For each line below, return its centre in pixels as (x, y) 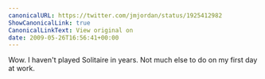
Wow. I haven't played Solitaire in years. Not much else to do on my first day (133, 60)
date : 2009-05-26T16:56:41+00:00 (64, 38)
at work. (22, 69)
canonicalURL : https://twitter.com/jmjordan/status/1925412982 (115, 15)
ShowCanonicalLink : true (49, 23)
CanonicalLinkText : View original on (71, 30)
